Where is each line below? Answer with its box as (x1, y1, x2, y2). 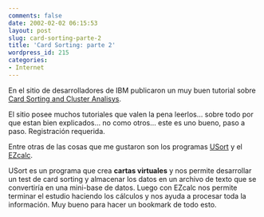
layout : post (8, 26, 52, 34)
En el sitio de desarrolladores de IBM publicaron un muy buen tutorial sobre (8, 85, 257, 95)
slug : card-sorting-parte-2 (8, 34, 102, 42)
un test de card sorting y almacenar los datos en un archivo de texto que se (8, 174, 257, 183)
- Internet (8, 64, 45, 72)
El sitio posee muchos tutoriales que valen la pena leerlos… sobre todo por (8, 109, 254, 119)
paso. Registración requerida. (8, 126, 105, 136)
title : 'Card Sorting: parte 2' (8, 41, 116, 49)
